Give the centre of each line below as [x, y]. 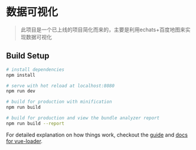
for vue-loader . [24, 141]
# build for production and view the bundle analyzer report [83, 118]
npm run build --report [35, 123]
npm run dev [21, 91]
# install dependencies [35, 69]
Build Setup [28, 56]
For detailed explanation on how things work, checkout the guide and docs [97, 135]
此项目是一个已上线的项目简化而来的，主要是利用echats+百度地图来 [103, 30]
